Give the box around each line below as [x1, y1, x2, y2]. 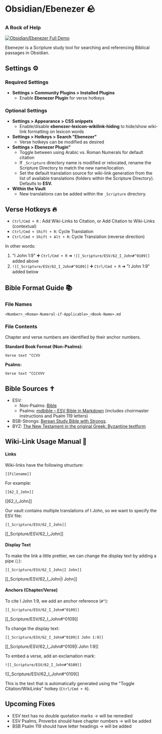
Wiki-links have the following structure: [5, 462, 84, 468]
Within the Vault [12, 186, 46, 192]
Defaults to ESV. [19, 181, 53, 187]
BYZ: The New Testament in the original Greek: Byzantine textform [12, 423, 146, 430]
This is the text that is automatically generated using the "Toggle [5, 681, 135, 687]
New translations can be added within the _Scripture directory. [19, 191, 147, 197]
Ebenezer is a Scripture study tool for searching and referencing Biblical [5, 44, 150, 51]
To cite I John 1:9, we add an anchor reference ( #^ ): [5, 598, 108, 604]
